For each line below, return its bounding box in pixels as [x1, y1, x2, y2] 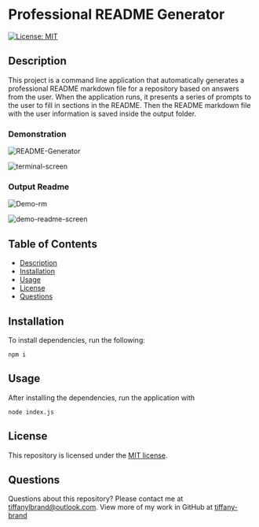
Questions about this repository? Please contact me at [8, 494, 184, 503]
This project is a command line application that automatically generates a [8, 75, 245, 84]
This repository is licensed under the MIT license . [8, 451, 168, 460]
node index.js [8, 408, 55, 416]
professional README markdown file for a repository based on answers [8, 84, 239, 93]
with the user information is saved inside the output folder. [8, 109, 197, 118]
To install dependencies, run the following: [8, 335, 145, 344]
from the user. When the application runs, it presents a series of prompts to [8, 92, 251, 102]
